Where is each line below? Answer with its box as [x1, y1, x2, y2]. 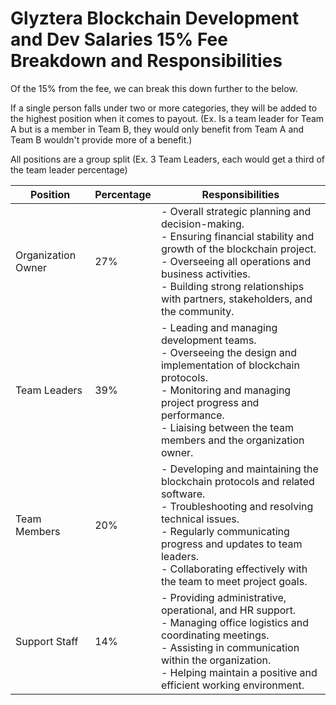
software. [160, 487, 206, 501]
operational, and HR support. [160, 603, 297, 617]
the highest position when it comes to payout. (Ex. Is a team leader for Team [10, 112, 325, 124]
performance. [160, 408, 225, 422]
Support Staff [15, 634, 79, 648]
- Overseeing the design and [160, 345, 297, 359]
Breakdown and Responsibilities [10, 50, 283, 72]
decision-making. [160, 217, 245, 231]
